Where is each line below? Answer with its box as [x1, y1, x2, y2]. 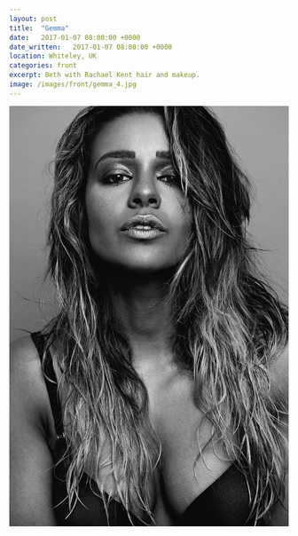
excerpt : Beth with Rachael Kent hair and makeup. [9, 71, 200, 80]
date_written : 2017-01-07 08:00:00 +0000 [9, 43, 173, 51]
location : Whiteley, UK [9, 51, 98, 61]
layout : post [9, 14, 58, 23]
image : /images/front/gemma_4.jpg [9, 80, 137, 89]
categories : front [9, 61, 77, 70]
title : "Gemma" [9, 23, 69, 33]
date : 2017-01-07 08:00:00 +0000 [9, 33, 141, 42]
